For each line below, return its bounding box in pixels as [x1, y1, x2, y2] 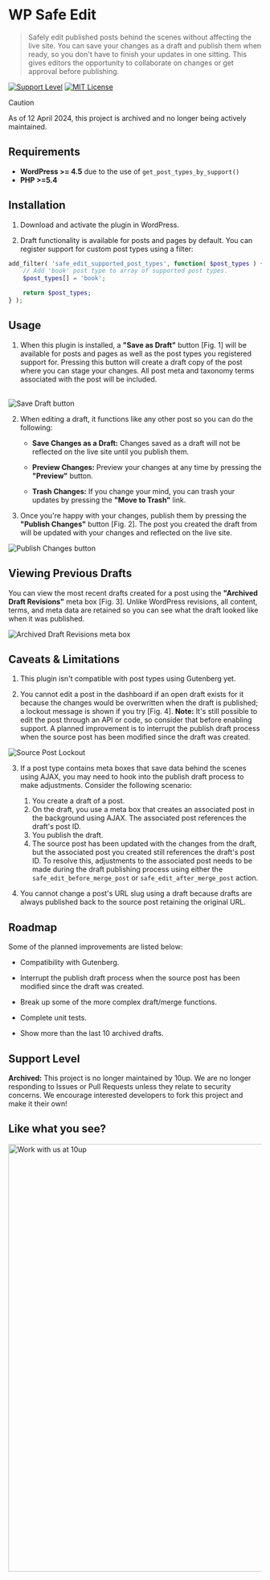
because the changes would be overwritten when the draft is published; [19, 698, 259, 707]
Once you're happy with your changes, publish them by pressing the [19, 510, 247, 520]
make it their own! [8, 1099, 68, 1108]
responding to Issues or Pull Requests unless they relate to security [8, 1082, 231, 1091]
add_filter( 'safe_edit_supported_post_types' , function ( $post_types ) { [8, 259, 264, 267]
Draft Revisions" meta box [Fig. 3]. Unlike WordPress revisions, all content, [8, 596, 258, 606]
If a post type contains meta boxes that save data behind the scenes [19, 763, 247, 773]
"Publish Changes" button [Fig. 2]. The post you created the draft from [19, 519, 258, 529]
